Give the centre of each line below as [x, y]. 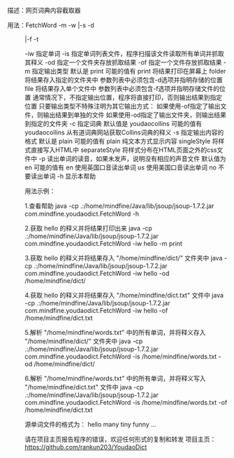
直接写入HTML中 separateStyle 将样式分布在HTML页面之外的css [124, 150]
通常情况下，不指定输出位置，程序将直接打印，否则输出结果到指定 [127, 97]
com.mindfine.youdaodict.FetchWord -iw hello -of [96, 311]
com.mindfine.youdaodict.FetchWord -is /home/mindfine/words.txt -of [126, 402]
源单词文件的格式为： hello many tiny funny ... [91, 424]
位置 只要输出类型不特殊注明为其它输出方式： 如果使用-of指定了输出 [123, 106]
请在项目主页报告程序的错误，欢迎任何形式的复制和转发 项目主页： [120, 439]
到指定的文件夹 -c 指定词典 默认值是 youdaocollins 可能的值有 [114, 124]
